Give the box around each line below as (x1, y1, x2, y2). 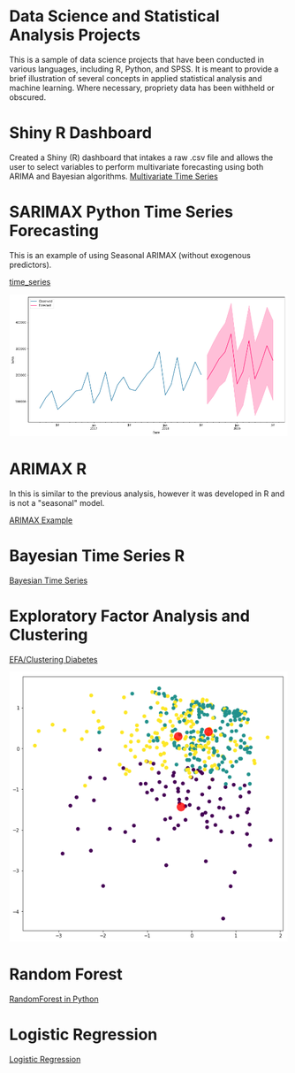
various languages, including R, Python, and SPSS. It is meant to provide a (9, 64, 279, 74)
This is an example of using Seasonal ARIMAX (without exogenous (9, 249, 252, 260)
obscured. (9, 91, 47, 103)
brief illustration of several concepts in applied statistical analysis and (9, 73, 262, 83)
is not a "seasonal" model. (9, 498, 105, 509)
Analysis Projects (9, 25, 141, 45)
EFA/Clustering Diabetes (9, 655, 98, 665)
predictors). (9, 259, 52, 270)
